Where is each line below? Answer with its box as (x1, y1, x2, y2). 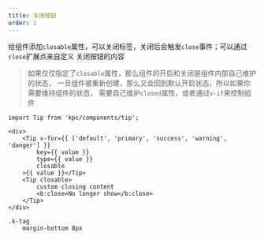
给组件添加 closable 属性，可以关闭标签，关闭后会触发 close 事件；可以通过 (8, 41, 248, 51)
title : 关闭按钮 (8, 11, 57, 20)
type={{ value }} (36, 155, 93, 163)
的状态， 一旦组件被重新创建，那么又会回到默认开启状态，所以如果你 (27, 78, 251, 88)
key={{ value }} (36, 148, 90, 156)
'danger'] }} (8, 141, 51, 149)
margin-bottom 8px (22, 224, 83, 232)
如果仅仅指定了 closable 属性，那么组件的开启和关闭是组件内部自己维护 (27, 68, 257, 77)
